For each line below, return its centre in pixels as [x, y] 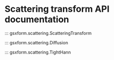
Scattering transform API [57, 9]
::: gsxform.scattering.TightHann [38, 52]
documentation [37, 19]
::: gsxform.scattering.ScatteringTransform [48, 33]
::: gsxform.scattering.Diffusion [36, 42]
